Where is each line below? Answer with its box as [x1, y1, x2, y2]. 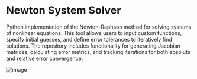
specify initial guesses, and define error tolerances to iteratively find [6, 36, 173, 43]
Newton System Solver [6, 4, 121, 17]
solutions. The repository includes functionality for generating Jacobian [6, 42, 180, 49]
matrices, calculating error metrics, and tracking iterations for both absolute [6, 48, 191, 55]
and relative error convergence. [6, 55, 83, 62]
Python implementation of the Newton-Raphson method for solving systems [6, 23, 192, 30]
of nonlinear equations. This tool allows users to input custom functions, [6, 29, 182, 36]
